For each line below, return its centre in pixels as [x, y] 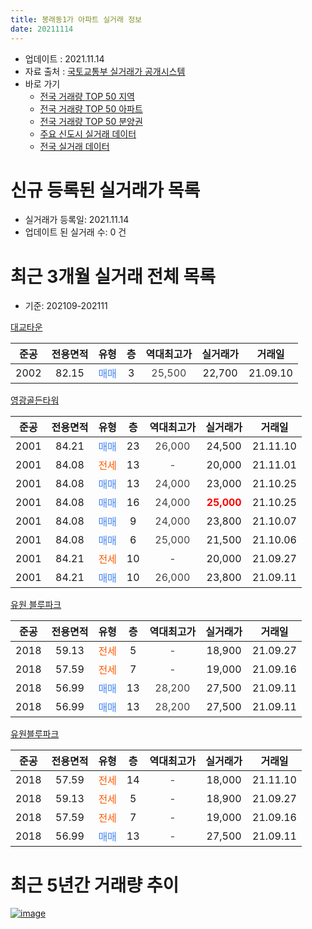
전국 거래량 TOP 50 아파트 [91, 108]
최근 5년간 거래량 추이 [95, 885]
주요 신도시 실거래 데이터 [88, 133]
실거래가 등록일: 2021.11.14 [77, 220]
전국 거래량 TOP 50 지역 [87, 96]
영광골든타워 [35, 400]
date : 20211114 [42, 29]
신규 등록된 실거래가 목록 [105, 190]
